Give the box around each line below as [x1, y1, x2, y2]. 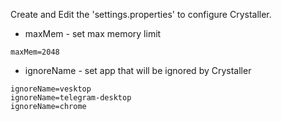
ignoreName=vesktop [10, 84, 92, 94]
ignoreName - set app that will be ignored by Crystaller [24, 65, 252, 76]
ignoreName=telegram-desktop [10, 93, 132, 103]
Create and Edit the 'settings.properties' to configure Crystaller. [10, 9, 272, 20]
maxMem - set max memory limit [24, 28, 162, 39]
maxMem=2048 [10, 47, 60, 57]
